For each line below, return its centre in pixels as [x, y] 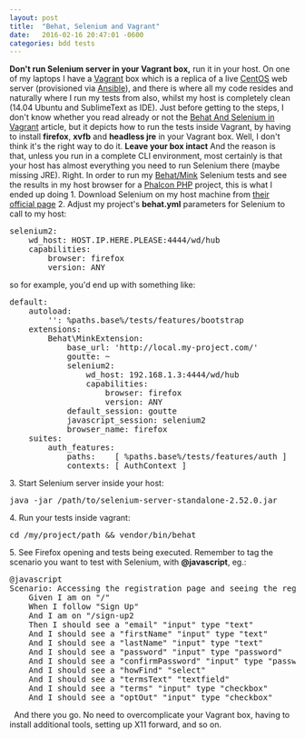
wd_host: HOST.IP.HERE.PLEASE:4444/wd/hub [124, 240]
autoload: [50, 311]
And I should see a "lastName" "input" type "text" [146, 643]
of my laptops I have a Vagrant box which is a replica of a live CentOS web [148, 79]
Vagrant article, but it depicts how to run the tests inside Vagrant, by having [150, 127]
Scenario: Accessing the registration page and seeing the [144, 589]
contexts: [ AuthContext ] [127, 466]
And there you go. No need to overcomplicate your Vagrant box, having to [152, 715]
